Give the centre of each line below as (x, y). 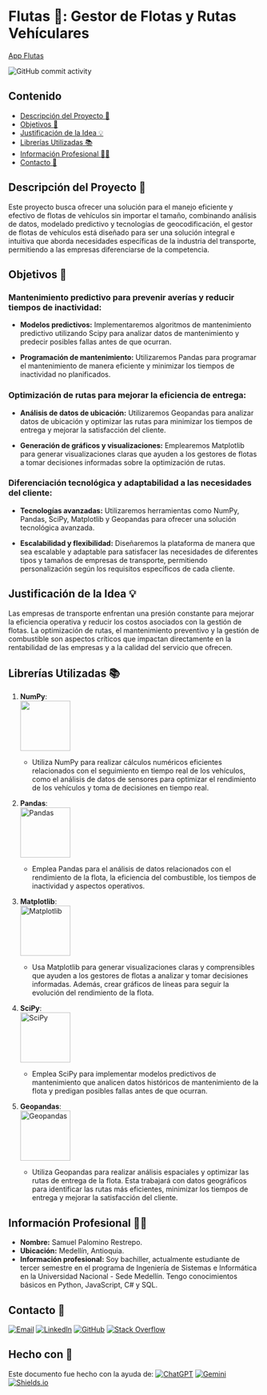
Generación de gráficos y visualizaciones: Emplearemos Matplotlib (132, 445)
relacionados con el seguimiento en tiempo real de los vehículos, (138, 771)
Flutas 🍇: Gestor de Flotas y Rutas (123, 16)
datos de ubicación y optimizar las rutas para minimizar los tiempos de (136, 421)
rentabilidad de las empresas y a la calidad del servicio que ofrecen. (121, 647)
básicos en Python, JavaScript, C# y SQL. (89, 1285)
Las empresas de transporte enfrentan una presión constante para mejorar (131, 613)
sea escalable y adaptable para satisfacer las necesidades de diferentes (139, 552)
